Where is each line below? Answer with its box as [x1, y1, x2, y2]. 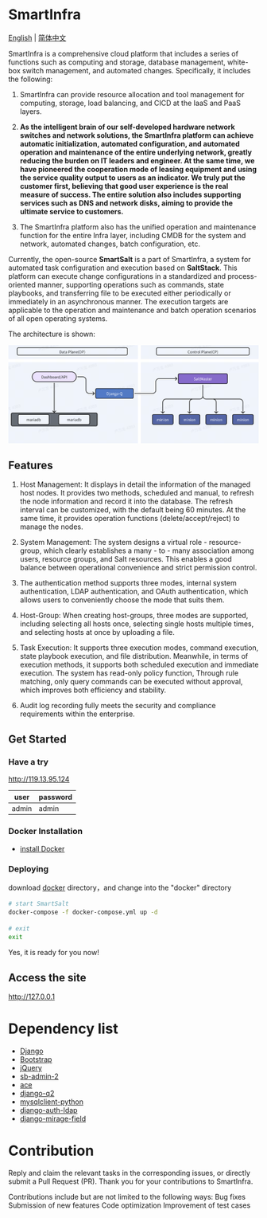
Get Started [8, 732, 67, 746]
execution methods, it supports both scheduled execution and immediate [19, 660, 259, 670]
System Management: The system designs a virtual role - [19, 538, 208, 547]
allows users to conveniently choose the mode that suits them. [19, 595, 225, 605]
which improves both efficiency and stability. [19, 685, 167, 695]
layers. [19, 106, 42, 116]
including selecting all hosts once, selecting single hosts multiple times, [19, 619, 254, 629]
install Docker [19, 844, 65, 853]
